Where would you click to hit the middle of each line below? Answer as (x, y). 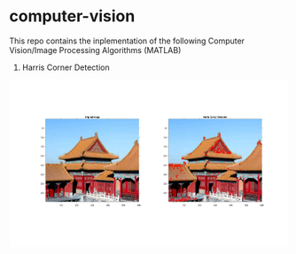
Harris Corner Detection (66, 67)
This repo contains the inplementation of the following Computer (127, 41)
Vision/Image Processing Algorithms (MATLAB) (95, 50)
